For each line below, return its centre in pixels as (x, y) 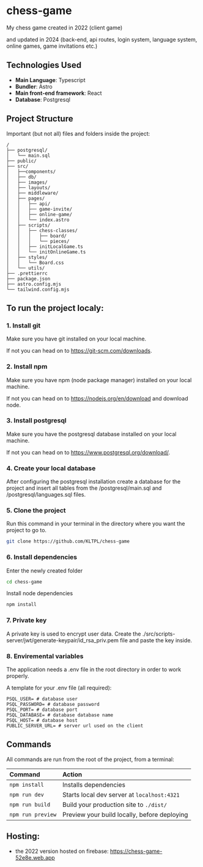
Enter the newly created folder (45, 571)
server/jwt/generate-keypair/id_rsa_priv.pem (63, 640)
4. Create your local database (51, 468)
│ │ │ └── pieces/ (38, 241)
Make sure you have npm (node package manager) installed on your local (99, 380)
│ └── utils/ (26, 268)
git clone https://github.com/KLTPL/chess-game (68, 542)
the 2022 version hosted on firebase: (62, 851)
